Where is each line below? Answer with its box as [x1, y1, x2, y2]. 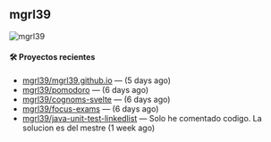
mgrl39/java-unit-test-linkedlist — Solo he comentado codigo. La [21, 113, 262, 124]
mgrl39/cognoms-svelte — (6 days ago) [21, 94, 171, 105]
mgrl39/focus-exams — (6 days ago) [21, 104, 159, 114]
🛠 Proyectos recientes [9, 52, 96, 63]
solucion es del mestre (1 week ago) [21, 122, 156, 133]
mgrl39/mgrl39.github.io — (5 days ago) [21, 75, 172, 86]
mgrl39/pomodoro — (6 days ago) [21, 85, 149, 96]
